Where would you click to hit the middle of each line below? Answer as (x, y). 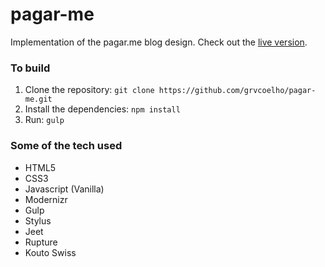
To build (30, 68)
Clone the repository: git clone (89, 90)
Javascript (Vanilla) (64, 189)
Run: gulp (44, 120)
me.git (38, 99)
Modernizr (46, 199)
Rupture (41, 242)
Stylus (38, 220)
